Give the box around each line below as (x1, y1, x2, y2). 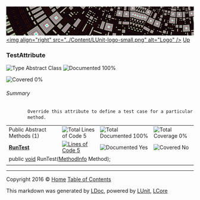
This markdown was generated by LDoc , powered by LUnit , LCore (6, 188, 168, 195)
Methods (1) (8, 132, 40, 139)
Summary (6, 90, 30, 97)
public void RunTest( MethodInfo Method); (8, 155, 111, 162)
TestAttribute (6, 51, 46, 59)
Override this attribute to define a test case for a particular (27, 109, 193, 115)
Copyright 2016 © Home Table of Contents (6, 176, 111, 183)
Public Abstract (8, 126, 46, 134)
